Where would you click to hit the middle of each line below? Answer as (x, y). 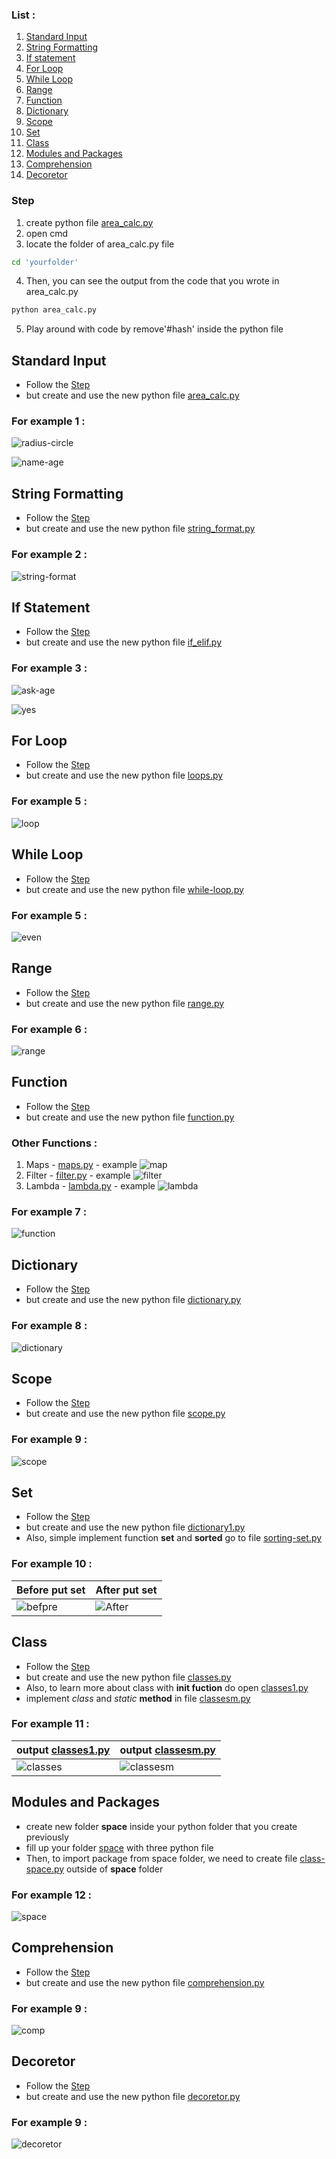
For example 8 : (49, 1326)
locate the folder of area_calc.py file (100, 244)
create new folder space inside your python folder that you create (161, 1826)
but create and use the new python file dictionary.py (133, 1300)
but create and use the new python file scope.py (125, 1414)
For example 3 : (49, 668)
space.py (45, 1869)
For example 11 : (50, 1724)
